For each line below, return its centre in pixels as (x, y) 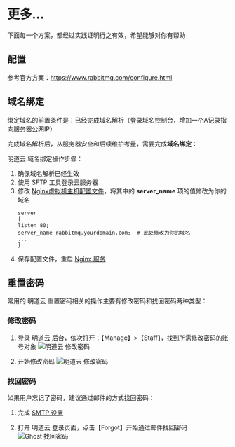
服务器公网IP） (34, 129)
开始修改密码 (36, 361)
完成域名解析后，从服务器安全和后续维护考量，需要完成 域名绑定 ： (102, 144)
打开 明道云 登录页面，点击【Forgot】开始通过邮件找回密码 (102, 427)
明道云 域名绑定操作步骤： (45, 158)
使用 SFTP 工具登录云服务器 (58, 182)
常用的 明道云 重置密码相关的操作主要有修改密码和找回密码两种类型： (107, 301)
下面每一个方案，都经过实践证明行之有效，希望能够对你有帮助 (96, 35)
